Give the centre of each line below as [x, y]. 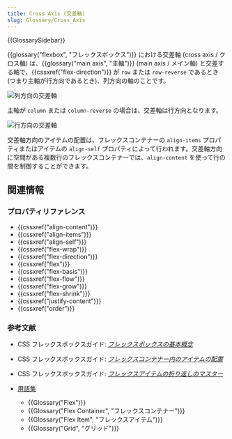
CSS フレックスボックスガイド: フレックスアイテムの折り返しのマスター [120, 374]
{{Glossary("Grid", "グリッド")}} [74, 429]
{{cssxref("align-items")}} [54, 235]
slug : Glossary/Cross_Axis [46, 20]
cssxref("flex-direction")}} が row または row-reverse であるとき [128, 72]
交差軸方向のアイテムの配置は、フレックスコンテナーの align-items [104, 139]
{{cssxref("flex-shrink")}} [54, 294]
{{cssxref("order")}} [46, 309]
